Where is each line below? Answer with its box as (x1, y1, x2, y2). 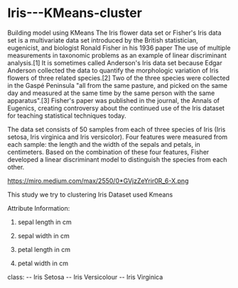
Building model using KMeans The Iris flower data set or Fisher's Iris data (7, 28, 222, 37)
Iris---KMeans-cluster (7, 5, 142, 21)
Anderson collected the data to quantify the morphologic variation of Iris (7, 66, 219, 74)
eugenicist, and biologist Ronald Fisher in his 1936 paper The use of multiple (7, 43, 231, 52)
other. (7, 162, 25, 171)
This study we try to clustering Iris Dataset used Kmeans (7, 190, 173, 199)
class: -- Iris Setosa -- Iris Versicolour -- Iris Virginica (7, 272, 163, 281)
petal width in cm (17, 259, 69, 267)
